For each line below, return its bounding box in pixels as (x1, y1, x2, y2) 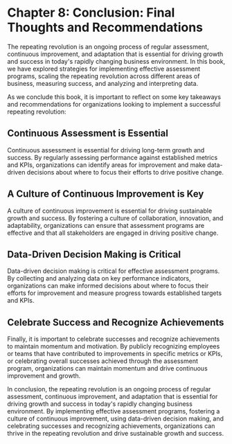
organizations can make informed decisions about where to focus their (7, 282, 209, 290)
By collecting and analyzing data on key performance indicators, (7, 274, 192, 283)
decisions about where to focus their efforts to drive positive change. (26, 168, 224, 176)
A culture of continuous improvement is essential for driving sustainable (7, 206, 213, 215)
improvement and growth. (7, 372, 81, 380)
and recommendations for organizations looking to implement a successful (7, 100, 221, 108)
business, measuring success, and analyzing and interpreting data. (7, 79, 199, 87)
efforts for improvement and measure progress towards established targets (7, 289, 222, 297)
